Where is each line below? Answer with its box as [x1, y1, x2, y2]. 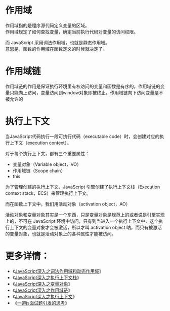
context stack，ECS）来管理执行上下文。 [5, 190, 91, 196]
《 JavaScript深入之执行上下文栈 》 [12, 274, 82, 281]
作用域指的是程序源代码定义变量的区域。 [5, 22, 90, 28]
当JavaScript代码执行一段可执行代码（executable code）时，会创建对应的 [5, 133, 160, 140]
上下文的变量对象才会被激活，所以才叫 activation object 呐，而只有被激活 [9, 224, 162, 230]
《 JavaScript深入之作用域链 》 [12, 287, 73, 293]
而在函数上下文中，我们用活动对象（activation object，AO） [5, 201, 131, 207]
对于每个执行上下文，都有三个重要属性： [5, 150, 90, 156]
